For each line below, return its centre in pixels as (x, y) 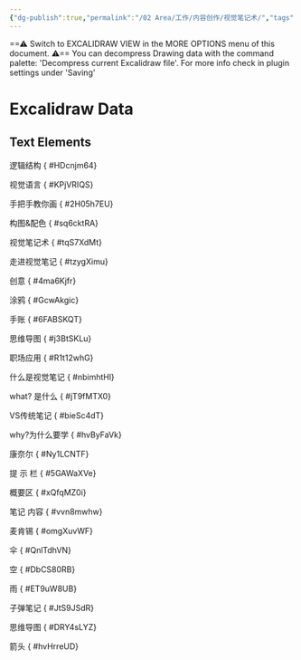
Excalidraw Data (71, 109)
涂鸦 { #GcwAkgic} (44, 300)
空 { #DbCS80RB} (42, 569)
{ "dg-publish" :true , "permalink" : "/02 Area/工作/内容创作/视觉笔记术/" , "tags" (152, 18)
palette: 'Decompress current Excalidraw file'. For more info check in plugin (150, 62)
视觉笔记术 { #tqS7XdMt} (56, 242)
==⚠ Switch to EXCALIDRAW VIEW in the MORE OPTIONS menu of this (142, 43)
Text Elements (51, 143)
